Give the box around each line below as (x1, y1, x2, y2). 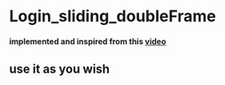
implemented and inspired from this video (9, 35, 167, 46)
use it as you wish (9, 62, 111, 77)
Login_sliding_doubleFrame (9, 6, 217, 27)
